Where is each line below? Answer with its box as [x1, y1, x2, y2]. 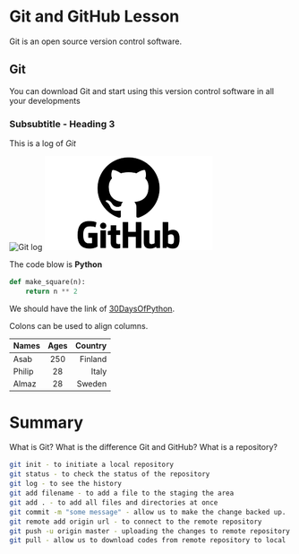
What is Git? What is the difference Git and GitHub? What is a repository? [9, 442, 278, 453]
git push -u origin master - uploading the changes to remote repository [9, 526, 291, 535]
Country [74, 341, 107, 351]
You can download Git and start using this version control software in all [9, 85, 275, 96]
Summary [9, 412, 83, 432]
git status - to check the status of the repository [9, 470, 210, 479]
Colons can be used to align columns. [9, 320, 149, 331]
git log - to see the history [9, 480, 123, 489]
